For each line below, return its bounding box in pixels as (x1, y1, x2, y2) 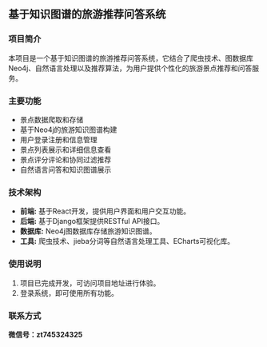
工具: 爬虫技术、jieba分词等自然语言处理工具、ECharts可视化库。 (19, 237, 235, 246)
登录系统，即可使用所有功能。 (19, 288, 118, 297)
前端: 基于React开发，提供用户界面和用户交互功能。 (19, 206, 190, 216)
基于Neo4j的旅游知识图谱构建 (19, 125, 118, 134)
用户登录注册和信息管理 (19, 134, 98, 144)
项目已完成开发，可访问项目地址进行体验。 (19, 278, 161, 288)
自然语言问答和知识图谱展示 (19, 165, 112, 174)
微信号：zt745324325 (8, 329, 83, 339)
